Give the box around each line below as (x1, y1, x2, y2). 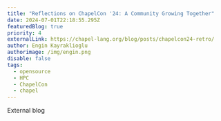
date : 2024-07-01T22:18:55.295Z (7, 17, 100, 24)
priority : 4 (7, 29, 41, 37)
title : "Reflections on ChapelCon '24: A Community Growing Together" (7, 10, 215, 17)
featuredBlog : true (7, 23, 64, 30)
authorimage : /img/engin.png (7, 49, 91, 56)
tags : (7, 62, 23, 68)
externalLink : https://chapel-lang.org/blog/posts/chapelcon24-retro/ (7, 36, 215, 43)
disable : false (7, 55, 51, 62)
